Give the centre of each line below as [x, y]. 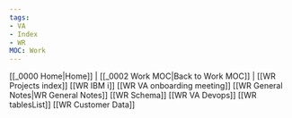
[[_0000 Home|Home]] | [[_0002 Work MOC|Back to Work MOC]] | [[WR [143, 76]
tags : [19, 17]
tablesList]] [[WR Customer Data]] [72, 105]
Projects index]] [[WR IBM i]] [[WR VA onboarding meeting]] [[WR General [146, 86]
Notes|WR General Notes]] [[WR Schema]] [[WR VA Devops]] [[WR [133, 96]
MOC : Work [28, 51]
